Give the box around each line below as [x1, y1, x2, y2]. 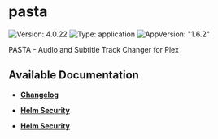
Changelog [20, 90, 59, 99]
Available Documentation [8, 68, 140, 82]
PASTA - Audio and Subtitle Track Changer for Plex [8, 44, 179, 54]
